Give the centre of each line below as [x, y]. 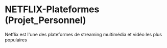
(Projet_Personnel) [45, 20]
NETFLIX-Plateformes [52, 9]
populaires [16, 40]
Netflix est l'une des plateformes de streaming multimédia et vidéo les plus [83, 34]
